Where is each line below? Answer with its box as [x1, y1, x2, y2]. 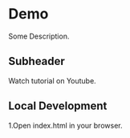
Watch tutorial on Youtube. [8, 75, 96, 85]
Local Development [8, 99, 108, 113]
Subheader [8, 55, 66, 68]
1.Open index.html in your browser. [8, 120, 123, 130]
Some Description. [8, 31, 70, 41]
